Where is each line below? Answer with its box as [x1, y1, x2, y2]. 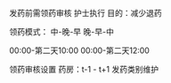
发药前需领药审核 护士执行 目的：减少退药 [9, 8, 162, 18]
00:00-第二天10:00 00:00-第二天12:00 [9, 45, 150, 56]
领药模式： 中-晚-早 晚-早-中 [9, 26, 114, 37]
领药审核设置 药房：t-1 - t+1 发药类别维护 [9, 64, 159, 74]
